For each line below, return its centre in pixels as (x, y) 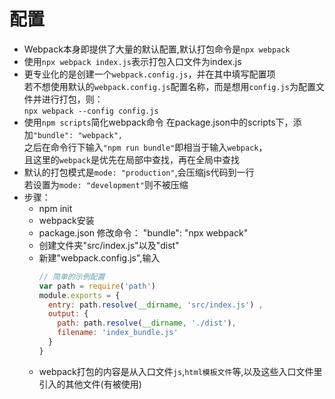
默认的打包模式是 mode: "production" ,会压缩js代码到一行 (139, 172)
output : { (68, 314)
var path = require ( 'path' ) (97, 286)
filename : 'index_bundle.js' (118, 333)
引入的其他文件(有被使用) (90, 384)
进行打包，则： (72, 99)
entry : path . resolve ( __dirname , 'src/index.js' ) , (155, 305)
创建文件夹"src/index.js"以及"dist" (109, 245)
